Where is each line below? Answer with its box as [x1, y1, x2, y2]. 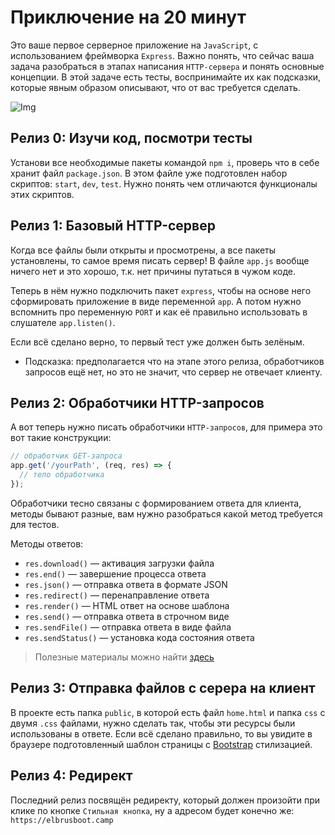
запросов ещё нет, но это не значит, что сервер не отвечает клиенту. [24, 366, 323, 378]
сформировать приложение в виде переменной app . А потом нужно [10, 295, 302, 307]
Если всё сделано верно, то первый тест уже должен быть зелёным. [10, 336, 305, 348]
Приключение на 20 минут [10, 6, 247, 29]
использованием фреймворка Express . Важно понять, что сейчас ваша [10, 49, 315, 61]
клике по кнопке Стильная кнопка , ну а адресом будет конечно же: [10, 804, 295, 816]
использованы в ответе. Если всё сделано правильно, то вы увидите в [10, 727, 313, 740]
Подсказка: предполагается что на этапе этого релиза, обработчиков [24, 355, 325, 367]
